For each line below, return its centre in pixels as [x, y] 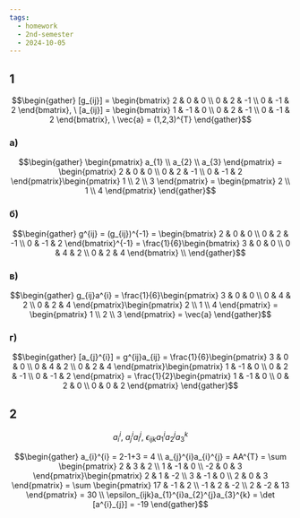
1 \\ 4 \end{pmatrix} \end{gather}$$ [150, 191]
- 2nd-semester [46, 34]
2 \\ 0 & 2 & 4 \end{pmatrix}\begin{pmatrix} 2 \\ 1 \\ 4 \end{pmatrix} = [150, 305]
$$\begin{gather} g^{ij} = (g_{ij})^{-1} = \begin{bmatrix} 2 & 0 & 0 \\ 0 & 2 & [150, 233]
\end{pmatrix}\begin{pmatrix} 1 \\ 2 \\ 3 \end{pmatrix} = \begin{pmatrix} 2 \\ [150, 181]
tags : [19, 17]
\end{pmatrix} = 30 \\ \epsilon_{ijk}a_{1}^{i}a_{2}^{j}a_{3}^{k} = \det [150, 495]
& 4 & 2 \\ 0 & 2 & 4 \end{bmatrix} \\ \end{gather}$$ [150, 253]
